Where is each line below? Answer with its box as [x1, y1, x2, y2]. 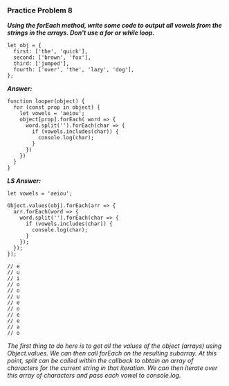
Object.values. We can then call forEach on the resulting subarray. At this [7, 349, 217, 358]
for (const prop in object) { [13, 104, 100, 111]
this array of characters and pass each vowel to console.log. [7, 371, 181, 380]
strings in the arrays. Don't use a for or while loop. [7, 28, 155, 37]
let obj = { [7, 42, 42, 49]
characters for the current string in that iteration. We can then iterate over [7, 364, 218, 372]
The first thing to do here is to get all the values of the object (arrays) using [7, 342, 222, 350]
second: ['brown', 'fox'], [13, 54, 91, 61]
